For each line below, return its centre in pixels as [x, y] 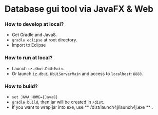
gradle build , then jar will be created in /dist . [58, 102]
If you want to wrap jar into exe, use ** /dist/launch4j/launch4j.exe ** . [82, 107]
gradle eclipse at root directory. [44, 40]
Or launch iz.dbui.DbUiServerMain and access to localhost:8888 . [77, 74]
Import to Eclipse [29, 45]
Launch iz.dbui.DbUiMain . [38, 68]
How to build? [21, 86]
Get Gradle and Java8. [34, 35]
